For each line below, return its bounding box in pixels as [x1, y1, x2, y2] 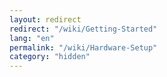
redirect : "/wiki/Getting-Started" [9, 24, 158, 34]
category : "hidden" [9, 52, 91, 62]
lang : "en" [9, 33, 55, 43]
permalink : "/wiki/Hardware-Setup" [9, 42, 158, 53]
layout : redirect [9, 14, 82, 25]
